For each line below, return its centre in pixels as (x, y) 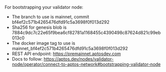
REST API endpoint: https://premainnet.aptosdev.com (66, 54)
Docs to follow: (27, 59)
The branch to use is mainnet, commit (51, 17)
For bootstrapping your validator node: (44, 7)
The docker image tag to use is (43, 43)
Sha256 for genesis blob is (39, 27)
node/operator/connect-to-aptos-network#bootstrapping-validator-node (86, 64)
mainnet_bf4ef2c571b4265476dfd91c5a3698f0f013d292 (70, 48)
